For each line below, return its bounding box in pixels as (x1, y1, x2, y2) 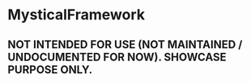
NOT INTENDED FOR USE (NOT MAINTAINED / (7, 38, 243, 51)
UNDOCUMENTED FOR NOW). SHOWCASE (7, 50, 228, 64)
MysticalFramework (7, 6, 146, 24)
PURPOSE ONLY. (7, 63, 93, 76)
